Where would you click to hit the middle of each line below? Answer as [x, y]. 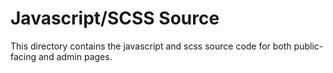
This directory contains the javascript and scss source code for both [151, 46]
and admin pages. [75, 56]
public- [308, 46]
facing [23, 56]
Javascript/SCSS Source [115, 18]
